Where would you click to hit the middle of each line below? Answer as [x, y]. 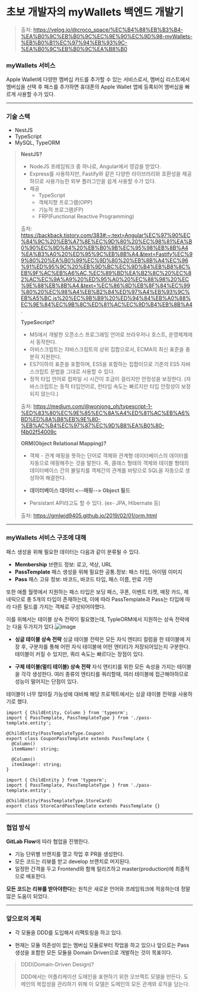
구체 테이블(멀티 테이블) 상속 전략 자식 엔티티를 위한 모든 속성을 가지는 [95, 667]
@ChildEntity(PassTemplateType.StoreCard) [59, 800]
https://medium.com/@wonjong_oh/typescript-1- [93, 406]
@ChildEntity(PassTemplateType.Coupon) [55, 733]
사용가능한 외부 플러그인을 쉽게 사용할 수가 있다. [101, 181]
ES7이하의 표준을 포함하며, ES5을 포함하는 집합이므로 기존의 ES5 [105, 364]
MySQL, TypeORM [37, 142]
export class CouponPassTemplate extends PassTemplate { [78, 738]
